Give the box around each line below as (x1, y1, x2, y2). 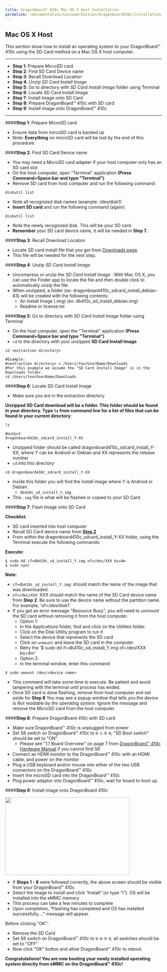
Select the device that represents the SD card (19, 634, 113, 640)
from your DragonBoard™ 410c (12, 884, 75, 890)
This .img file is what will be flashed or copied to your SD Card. (12, 494, 142, 500)
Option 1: (19, 618, 38, 624)
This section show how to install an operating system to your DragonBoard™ (5, 43, 161, 50)
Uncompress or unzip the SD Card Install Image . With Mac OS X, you (12, 272, 155, 278)
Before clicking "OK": (5, 921, 49, 927)
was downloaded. (12, 587, 49, 593)
